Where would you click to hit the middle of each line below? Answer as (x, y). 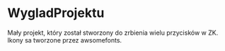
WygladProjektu (56, 13)
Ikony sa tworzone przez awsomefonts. (65, 40)
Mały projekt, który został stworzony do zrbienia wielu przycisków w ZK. (113, 33)
